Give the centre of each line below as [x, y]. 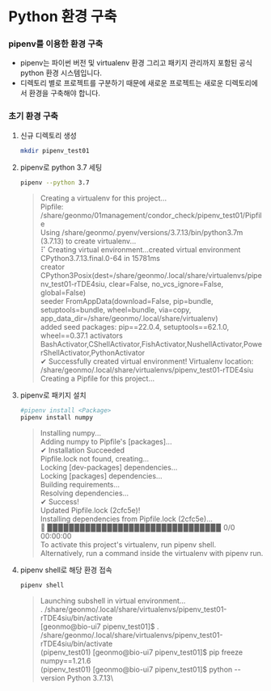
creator [52, 267]
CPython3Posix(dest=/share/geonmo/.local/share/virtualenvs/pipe [151, 275]
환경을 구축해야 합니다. [65, 93]
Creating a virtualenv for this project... [104, 198]
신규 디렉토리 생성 [48, 135]
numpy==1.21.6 [66, 661]
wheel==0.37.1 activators [81, 335]
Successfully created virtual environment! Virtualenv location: [151, 361]
